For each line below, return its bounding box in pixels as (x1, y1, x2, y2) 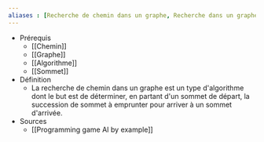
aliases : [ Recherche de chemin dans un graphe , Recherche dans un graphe (8, 11, 258, 20)
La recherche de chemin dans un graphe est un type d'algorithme (31, 83, 244, 93)
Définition (19, 75, 51, 84)
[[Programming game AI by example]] (31, 125, 153, 134)
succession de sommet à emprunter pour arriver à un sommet (31, 100, 233, 109)
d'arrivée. (31, 107, 63, 118)
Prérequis (19, 33, 51, 42)
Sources (19, 116, 47, 126)
